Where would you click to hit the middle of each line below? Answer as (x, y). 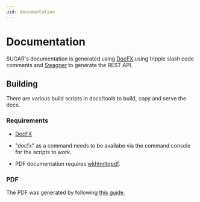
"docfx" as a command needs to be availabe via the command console (103, 145)
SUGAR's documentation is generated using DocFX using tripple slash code (100, 59)
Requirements (27, 120)
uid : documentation (31, 12)
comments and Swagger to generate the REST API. (69, 65)
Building (22, 84)
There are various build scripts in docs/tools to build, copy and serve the (96, 99)
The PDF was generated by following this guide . (66, 192)
